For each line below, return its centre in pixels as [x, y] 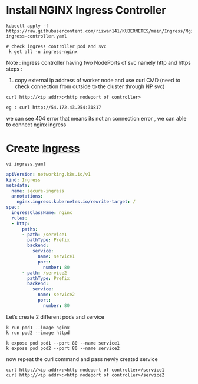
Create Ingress [43, 148]
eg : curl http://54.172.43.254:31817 [54, 107]
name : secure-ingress [38, 191]
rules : [19, 218]
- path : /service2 [44, 273]
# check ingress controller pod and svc [57, 46]
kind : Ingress [24, 180]
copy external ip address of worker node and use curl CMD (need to [98, 80]
